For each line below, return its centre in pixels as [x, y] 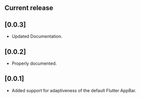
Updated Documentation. [37, 37]
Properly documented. [34, 63]
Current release [29, 8]
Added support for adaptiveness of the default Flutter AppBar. [74, 90]
